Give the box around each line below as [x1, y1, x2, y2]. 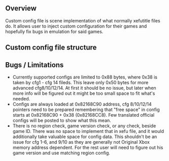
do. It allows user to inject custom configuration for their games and [5, 23, 147, 29]
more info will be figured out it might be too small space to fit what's [12, 90, 155, 96]
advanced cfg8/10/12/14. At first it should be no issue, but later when [12, 85, 156, 91]
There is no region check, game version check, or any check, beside [12, 123, 156, 129]
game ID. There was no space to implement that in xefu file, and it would [12, 128, 164, 135]
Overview [5, 4, 37, 13]
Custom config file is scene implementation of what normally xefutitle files [5, 17, 161, 23]
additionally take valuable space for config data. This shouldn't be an [12, 133, 157, 140]
